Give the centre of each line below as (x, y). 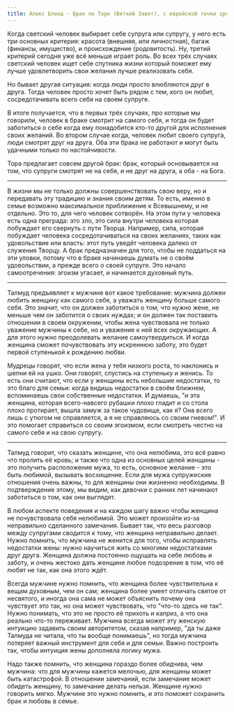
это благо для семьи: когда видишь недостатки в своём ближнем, (106, 388)
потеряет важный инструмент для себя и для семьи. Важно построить (113, 643)
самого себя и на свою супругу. (55, 432)
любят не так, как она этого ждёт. (57, 569)
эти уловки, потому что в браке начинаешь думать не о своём (101, 257)
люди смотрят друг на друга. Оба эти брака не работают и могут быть (113, 142)
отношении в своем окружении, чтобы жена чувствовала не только (109, 322)
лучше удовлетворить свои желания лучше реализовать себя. (101, 71)
